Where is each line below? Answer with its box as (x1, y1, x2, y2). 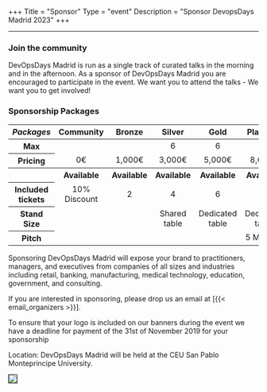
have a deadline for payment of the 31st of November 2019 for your (8, 326, 229, 336)
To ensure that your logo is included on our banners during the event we (8, 317, 245, 327)
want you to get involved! (8, 86, 91, 95)
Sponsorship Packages (8, 106, 99, 117)
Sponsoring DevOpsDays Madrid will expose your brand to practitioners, (8, 253, 246, 262)
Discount (64, 193, 99, 204)
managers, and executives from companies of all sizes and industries (8, 262, 235, 271)
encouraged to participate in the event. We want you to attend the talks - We (8, 77, 259, 87)
